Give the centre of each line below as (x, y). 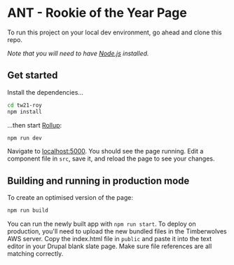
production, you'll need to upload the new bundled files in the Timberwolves (117, 231)
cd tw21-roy (25, 105)
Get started (33, 75)
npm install (25, 111)
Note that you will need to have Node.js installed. (78, 53)
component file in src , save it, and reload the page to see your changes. (111, 158)
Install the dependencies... (46, 92)
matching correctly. (35, 254)
